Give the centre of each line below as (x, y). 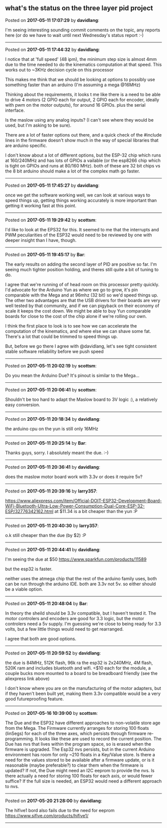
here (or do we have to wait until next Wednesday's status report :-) (75, 35)
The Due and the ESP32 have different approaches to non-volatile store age (83, 723)
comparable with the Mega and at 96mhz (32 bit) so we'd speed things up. (82, 295)
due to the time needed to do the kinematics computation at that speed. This (83, 64)
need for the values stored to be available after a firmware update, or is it (80, 760)
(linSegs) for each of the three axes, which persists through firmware (76, 733)
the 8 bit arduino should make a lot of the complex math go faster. (73, 171)
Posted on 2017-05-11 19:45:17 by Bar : (45, 254)
